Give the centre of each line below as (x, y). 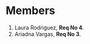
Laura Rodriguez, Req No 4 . (49, 28)
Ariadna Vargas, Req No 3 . (48, 34)
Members (30, 11)
